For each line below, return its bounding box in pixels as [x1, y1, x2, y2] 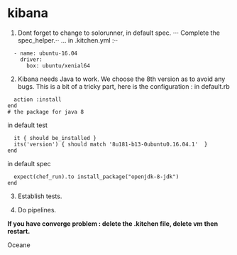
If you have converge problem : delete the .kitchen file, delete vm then [7, 219, 219, 228]
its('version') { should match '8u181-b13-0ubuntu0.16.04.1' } [13, 141, 208, 148]
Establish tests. [17, 192, 62, 200]
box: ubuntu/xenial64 [26, 62, 91, 69]
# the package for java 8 [7, 108, 84, 115]
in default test [7, 121, 48, 129]
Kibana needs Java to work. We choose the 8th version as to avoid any [17, 75, 226, 83]
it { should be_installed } [13, 134, 97, 141]
